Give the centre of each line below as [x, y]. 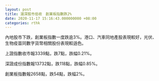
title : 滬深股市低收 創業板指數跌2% [38, 14]
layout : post [18, 9]
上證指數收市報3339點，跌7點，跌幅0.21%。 [50, 54]
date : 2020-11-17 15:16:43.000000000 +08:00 [51, 18]
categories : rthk [23, 23]
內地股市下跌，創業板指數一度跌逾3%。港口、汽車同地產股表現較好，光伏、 [81, 37]
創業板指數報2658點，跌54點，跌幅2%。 [46, 74]
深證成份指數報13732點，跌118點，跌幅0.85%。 [53, 64]
